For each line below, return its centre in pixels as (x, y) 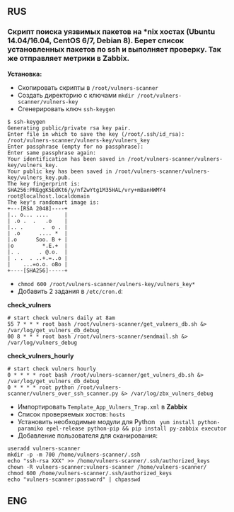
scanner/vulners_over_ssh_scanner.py (63, 393)
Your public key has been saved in (60, 171)
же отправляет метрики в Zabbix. (68, 58)
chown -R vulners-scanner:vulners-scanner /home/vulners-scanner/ (107, 467)
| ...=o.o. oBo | (38, 264)
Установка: (25, 74)
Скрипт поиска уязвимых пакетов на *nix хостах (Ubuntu (111, 32)
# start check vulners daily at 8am (61, 318)
